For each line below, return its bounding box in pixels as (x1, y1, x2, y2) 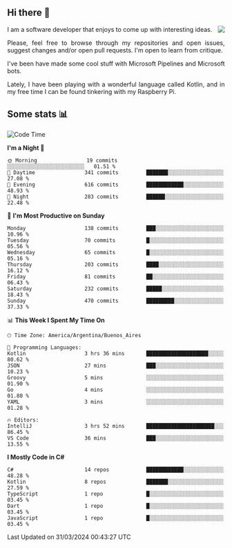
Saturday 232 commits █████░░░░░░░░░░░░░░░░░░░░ (7, 285, 224, 292)
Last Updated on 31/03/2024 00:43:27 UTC (7, 533, 131, 541)
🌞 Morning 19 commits (7, 157, 118, 164)
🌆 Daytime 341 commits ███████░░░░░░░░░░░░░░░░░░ (7, 169, 224, 176)
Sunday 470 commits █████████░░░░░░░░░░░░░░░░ (7, 297, 224, 304)
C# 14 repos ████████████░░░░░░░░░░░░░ (7, 466, 224, 473)
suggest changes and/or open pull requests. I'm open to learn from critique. (7, 46, 223, 54)
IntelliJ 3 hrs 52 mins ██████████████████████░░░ (7, 422, 224, 429)
